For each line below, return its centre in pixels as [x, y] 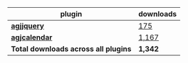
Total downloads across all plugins [71, 49]
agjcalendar [32, 37]
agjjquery [28, 26]
